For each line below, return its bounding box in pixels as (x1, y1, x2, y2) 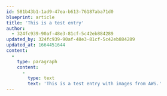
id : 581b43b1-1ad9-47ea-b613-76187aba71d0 (6, 8, 114, 15)
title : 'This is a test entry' (6, 20, 84, 26)
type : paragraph (17, 58, 58, 64)
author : (6, 25, 26, 32)
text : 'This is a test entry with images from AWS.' (28, 81, 162, 87)
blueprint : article (6, 14, 55, 20)
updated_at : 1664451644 (6, 42, 66, 48)
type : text (28, 75, 55, 81)
